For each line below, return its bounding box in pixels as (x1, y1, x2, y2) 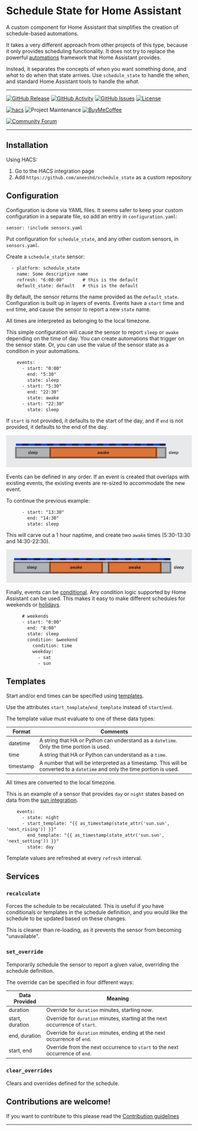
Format (12, 728, 31, 735)
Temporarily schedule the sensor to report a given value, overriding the (6, 960, 179, 968)
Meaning (107, 995, 129, 1002)
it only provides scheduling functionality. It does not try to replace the (6, 47, 175, 54)
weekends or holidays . (6, 601, 61, 608)
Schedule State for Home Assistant (6, 4, 181, 18)
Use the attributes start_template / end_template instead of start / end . (6, 703, 173, 710)
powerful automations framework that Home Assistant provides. (6, 54, 161, 61)
